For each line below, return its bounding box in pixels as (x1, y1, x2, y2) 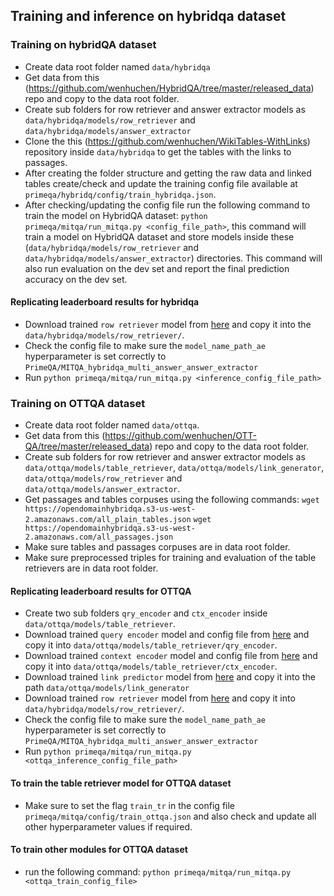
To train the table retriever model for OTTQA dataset (10, 777, 232, 789)
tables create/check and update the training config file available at (24, 177, 298, 189)
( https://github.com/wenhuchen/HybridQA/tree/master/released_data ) (24, 82, 315, 94)
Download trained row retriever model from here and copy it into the (24, 318, 312, 330)
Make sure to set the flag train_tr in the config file (24, 799, 236, 811)
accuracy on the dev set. (24, 273, 128, 285)
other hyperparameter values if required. (24, 820, 193, 833)
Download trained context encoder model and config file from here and (24, 650, 318, 662)
